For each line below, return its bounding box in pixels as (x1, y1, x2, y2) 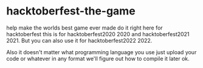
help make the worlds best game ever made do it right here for (6, 24, 163, 31)
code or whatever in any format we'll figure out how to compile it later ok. (6, 55, 190, 62)
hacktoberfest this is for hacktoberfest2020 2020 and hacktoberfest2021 (6, 30, 190, 37)
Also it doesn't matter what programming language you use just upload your (6, 48, 197, 55)
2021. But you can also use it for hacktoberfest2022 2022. (6, 37, 153, 44)
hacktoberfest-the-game (6, 4, 136, 18)
